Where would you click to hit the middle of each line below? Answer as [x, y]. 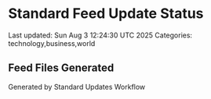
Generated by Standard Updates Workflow [77, 87]
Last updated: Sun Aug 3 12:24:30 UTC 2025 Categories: [100, 35]
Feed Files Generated [61, 68]
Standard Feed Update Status [106, 14]
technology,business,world [52, 43]
